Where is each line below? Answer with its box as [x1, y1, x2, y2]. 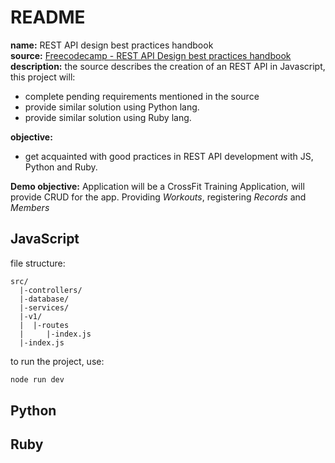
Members [10, 201, 50, 213]
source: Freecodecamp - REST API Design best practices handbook [10, 49, 292, 61]
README [10, 6, 86, 29]
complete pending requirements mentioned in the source [24, 90, 260, 102]
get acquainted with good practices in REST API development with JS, [24, 150, 314, 162]
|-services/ [19, 302, 70, 313]
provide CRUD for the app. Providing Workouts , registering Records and [10, 191, 307, 203]
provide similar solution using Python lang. [24, 101, 200, 113]
